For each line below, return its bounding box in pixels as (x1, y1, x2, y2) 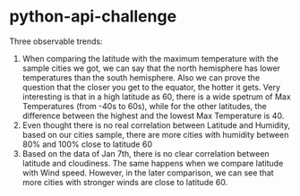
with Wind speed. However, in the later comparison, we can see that (21, 167, 275, 178)
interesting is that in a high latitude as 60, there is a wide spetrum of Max (21, 91, 291, 102)
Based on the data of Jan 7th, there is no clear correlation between (21, 148, 270, 158)
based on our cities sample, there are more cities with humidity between (21, 129, 289, 140)
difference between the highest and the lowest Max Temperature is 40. (21, 110, 285, 121)
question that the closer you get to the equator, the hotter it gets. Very (21, 81, 280, 92)
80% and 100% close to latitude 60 (21, 139, 152, 149)
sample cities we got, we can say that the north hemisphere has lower (21, 63, 280, 73)
